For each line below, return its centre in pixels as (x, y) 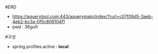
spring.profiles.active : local (40, 46)
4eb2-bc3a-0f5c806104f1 (38, 22)
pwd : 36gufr (25, 27)
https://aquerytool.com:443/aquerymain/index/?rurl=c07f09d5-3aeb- (82, 16)
